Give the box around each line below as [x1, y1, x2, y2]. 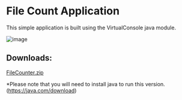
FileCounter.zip [6, 69, 44, 76]
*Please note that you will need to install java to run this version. [6, 80, 165, 87]
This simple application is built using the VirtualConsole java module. [6, 24, 176, 31]
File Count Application [6, 4, 120, 18]
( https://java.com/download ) [6, 87, 77, 94]
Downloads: [6, 53, 52, 63]
